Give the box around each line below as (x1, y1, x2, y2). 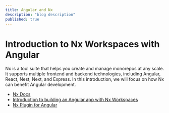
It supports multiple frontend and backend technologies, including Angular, (5, 71, 161, 77)
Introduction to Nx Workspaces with (5, 38, 160, 50)
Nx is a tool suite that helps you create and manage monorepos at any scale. (5, 66, 164, 72)
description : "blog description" (5, 12, 76, 17)
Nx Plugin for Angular (12, 102, 58, 108)
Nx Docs (12, 91, 31, 97)
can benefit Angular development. (5, 81, 76, 88)
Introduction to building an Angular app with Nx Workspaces (12, 96, 138, 103)
